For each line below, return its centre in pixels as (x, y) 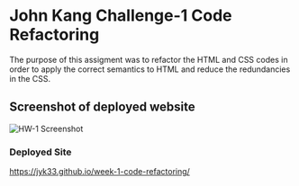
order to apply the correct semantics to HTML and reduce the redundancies (150, 69)
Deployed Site (41, 152)
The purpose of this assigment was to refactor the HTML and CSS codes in (149, 59)
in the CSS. (30, 78)
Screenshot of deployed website (102, 107)
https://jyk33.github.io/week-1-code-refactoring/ (100, 172)
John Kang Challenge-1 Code (121, 16)
